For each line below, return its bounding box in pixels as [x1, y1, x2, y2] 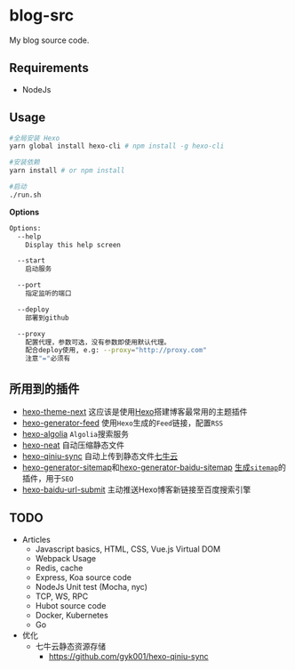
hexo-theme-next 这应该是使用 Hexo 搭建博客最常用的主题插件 [21, 407, 248, 416]
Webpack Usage [35, 553, 97, 563]
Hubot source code [35, 600, 107, 610]
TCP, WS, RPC [35, 591, 89, 601]
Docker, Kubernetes [35, 609, 108, 620]
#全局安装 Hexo [9, 133, 60, 142]
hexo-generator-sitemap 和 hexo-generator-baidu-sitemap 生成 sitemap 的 [21, 462, 286, 472]
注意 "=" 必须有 [25, 354, 71, 363]
